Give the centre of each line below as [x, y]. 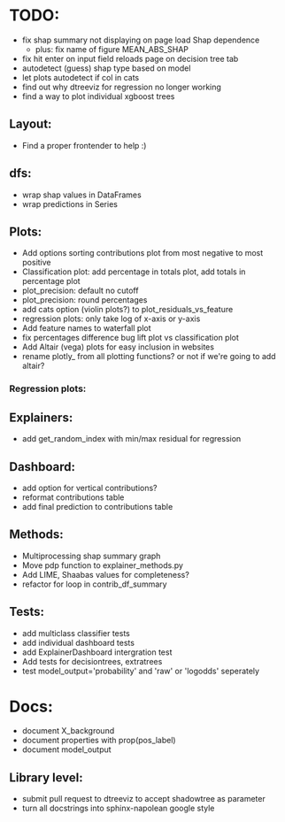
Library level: [46, 777]
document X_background [68, 731]
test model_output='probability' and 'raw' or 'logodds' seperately [140, 671]
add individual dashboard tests [78, 642]
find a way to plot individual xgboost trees [98, 96]
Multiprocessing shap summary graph [91, 556]
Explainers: [41, 417]
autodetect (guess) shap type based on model [106, 68]
